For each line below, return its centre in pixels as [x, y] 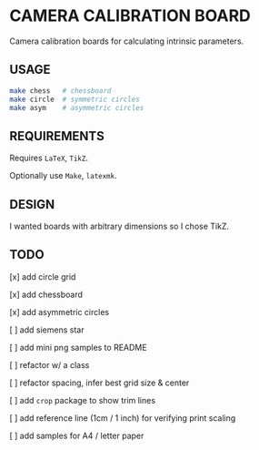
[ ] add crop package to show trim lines [83, 400]
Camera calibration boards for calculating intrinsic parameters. [127, 41]
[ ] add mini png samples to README [78, 347]
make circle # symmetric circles [75, 99]
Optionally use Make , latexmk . [63, 176]
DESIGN [32, 205]
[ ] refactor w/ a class [50, 364]
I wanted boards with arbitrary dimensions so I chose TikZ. [120, 226]
